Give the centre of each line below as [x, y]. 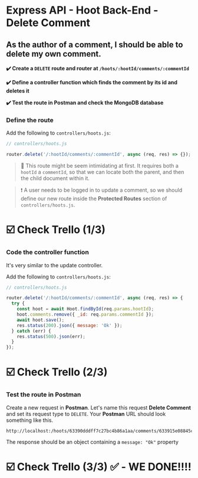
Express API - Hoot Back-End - [82, 10]
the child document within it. [55, 178]
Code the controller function [48, 253]
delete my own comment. [54, 54]
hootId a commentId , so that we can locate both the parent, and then [102, 172]
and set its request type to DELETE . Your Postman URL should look [86, 414]
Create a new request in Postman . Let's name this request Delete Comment [99, 407]
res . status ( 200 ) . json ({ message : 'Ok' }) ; [70, 325]
